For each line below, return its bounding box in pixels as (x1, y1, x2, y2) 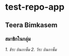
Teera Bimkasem (5, 21, 58, 29)
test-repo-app (5, 1, 65, 13)
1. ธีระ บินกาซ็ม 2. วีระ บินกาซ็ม (5, 46, 57, 52)
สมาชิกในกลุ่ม (5, 36, 31, 42)
